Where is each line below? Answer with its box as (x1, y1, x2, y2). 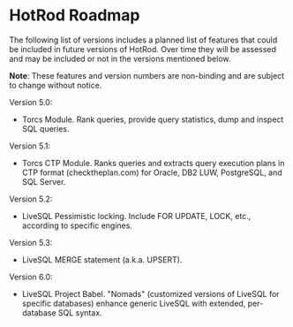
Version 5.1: (9, 141, 51, 151)
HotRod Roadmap (9, 5, 140, 26)
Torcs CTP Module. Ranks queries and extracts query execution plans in (21, 157, 285, 168)
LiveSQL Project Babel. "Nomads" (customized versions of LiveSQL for (21, 288, 280, 299)
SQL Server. (21, 176, 66, 186)
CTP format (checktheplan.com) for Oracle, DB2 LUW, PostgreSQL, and (21, 167, 282, 178)
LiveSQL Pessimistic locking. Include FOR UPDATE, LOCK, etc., (21, 210, 252, 221)
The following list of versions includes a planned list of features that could (9, 34, 278, 45)
